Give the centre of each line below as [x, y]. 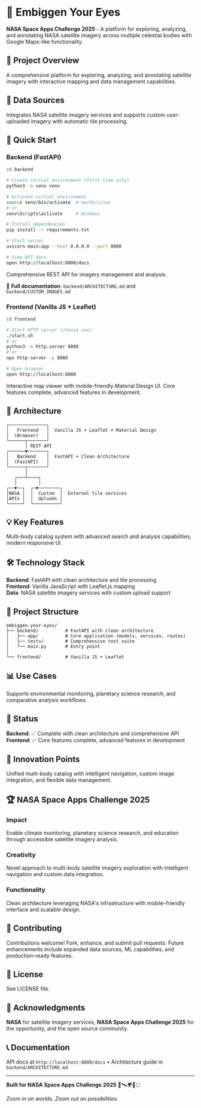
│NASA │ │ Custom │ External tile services [67, 493]
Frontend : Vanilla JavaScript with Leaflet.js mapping [71, 586]
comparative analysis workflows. [47, 700]
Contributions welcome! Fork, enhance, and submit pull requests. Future [95, 943]
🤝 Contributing [34, 928]
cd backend [20, 170]
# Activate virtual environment [46, 197]
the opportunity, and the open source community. [67, 1029]
